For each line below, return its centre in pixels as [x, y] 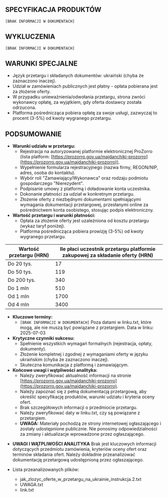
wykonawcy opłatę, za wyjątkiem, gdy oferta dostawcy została [77, 102]
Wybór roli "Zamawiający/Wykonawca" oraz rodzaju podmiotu [84, 178]
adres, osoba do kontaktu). [48, 173]
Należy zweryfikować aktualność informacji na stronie [75, 376]
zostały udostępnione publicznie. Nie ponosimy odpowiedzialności [88, 429]
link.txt [27, 490]
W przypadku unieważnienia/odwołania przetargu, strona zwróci [79, 97]
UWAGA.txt [31, 484]
